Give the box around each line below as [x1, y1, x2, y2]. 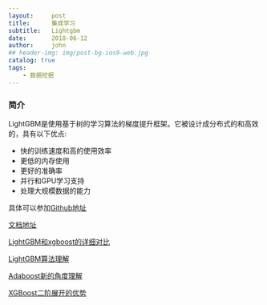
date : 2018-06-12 [8, 34, 88, 42]
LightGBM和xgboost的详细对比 [8, 237, 111, 247]
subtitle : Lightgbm [8, 26, 81, 34]
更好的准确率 [19, 166, 63, 175]
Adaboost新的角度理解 [8, 271, 83, 280]
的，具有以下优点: [8, 129, 67, 138]
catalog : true [8, 57, 56, 65]
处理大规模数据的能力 [19, 186, 91, 195]
